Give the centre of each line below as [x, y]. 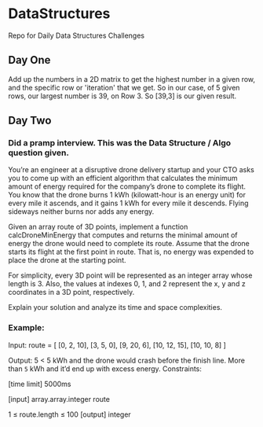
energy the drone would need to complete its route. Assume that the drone [129, 244]
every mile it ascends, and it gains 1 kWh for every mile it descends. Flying [128, 203]
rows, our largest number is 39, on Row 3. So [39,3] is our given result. [122, 96]
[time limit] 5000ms [40, 384]
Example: [26, 328]
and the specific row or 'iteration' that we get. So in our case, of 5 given [124, 87]
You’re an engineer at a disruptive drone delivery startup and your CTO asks [131, 170]
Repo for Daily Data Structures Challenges [77, 35]
